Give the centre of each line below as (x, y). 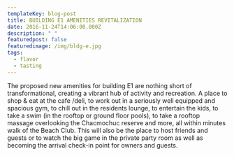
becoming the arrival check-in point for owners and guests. (93, 145)
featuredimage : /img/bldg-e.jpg (54, 46)
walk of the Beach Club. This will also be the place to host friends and (108, 130)
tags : (15, 53)
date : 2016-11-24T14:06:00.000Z (54, 27)
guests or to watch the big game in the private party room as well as (105, 138)
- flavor (26, 59)
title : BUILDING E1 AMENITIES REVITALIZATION (74, 20)
